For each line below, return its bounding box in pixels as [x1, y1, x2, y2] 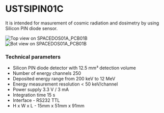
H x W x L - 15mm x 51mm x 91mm [12, 103, 85, 109]
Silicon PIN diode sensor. [5, 25, 58, 31]
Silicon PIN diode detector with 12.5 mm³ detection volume [12, 65, 136, 71]
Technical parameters [5, 53, 61, 60]
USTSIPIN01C [5, 3, 64, 15]
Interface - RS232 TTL [12, 97, 60, 103]
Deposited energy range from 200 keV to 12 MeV [12, 76, 116, 82]
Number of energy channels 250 [12, 70, 81, 76]
